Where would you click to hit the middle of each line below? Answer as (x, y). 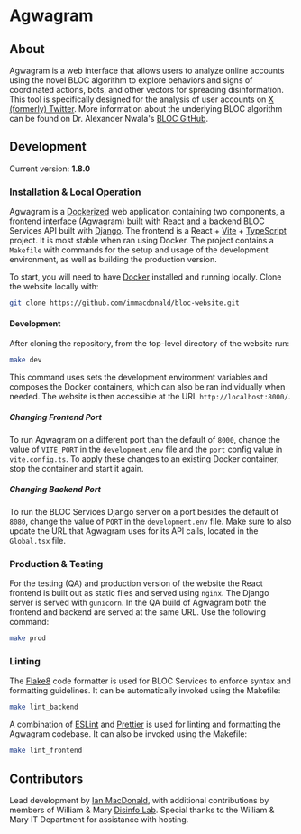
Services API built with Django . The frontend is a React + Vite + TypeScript (148, 231)
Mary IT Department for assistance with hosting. (99, 820)
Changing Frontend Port (55, 417)
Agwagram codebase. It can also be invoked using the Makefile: (128, 734)
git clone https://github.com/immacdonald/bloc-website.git (125, 303)
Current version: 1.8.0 (50, 169)
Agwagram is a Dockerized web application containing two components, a (147, 212)
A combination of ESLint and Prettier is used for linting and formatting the (145, 724)
